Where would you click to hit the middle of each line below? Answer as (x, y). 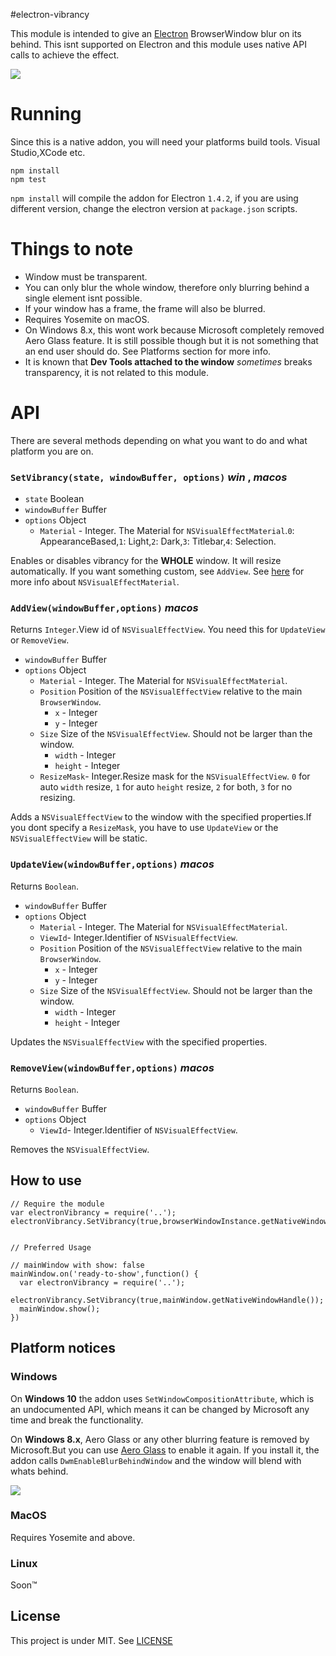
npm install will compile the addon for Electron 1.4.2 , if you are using (154, 198)
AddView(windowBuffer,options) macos (104, 608)
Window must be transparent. (86, 276)
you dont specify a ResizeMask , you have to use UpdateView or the (144, 828)
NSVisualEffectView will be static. (79, 838)
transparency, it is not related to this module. (116, 372)
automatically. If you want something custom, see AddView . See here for (157, 571)
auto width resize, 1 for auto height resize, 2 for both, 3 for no (166, 787)
